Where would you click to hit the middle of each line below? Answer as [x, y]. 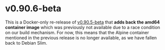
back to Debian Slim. [26, 43]
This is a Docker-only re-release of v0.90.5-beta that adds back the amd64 [82, 22]
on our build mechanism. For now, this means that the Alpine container [77, 32]
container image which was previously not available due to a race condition [82, 27]
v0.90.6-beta [33, 9]
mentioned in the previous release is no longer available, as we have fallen [81, 38]
